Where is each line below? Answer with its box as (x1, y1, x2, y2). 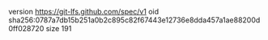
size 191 (45, 24, 72, 33)
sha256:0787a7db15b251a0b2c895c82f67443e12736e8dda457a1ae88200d (8, 15, 261, 25)
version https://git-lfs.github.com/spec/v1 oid (8, 7, 160, 16)
